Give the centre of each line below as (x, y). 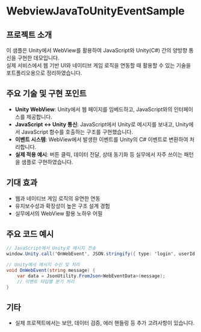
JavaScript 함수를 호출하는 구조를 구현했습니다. (77, 132)
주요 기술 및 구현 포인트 (47, 94)
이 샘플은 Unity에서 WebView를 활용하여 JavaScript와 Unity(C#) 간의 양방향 (97, 50)
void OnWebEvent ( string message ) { (51, 271)
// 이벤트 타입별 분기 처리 (46, 281)
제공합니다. (39, 117)
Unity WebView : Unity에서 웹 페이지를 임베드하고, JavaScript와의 (94, 109)
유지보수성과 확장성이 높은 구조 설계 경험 (62, 206)
